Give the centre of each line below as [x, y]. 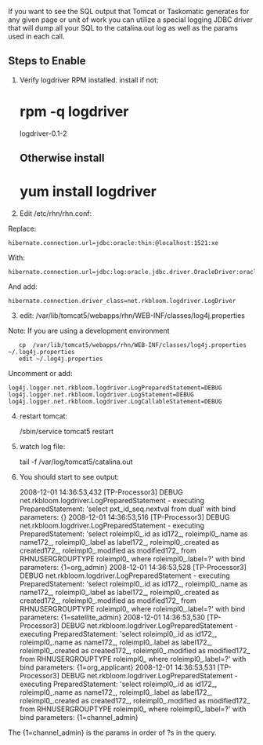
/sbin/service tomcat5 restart [66, 432]
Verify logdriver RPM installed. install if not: [89, 80]
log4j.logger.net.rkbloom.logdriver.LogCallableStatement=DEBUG [115, 402]
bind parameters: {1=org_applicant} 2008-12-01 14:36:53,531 [117, 667]
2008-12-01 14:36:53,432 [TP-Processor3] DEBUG [101, 492]
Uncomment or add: [40, 374]
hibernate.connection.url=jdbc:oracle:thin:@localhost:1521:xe [113, 243]
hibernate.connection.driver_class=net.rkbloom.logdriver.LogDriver [122, 301]
